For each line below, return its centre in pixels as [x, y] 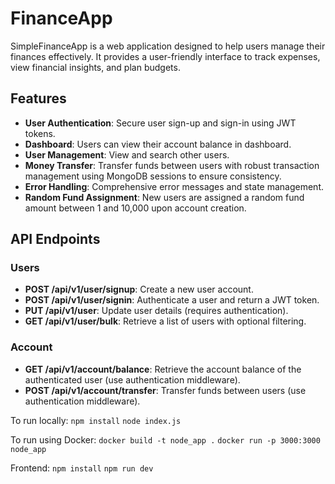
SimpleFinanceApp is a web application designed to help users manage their [168, 46]
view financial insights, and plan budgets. [95, 67]
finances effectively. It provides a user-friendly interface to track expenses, [165, 56]
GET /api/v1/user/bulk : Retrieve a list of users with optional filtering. [165, 321]
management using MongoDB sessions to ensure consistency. [153, 176]
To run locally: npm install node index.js [96, 420]
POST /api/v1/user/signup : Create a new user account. [139, 289]
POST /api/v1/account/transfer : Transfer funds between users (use [165, 390]
